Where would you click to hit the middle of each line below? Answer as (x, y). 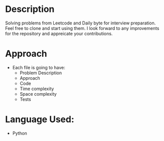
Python (20, 133)
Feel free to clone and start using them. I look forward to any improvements (82, 28)
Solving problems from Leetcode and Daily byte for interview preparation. (81, 23)
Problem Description (41, 73)
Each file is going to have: (39, 67)
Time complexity (37, 89)
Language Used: (40, 119)
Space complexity (38, 94)
